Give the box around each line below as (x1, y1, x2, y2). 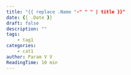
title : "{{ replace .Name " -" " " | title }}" (6, 8, 126, 15)
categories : (6, 43, 36, 49)
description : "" (6, 25, 47, 32)
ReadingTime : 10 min (6, 59, 59, 65)
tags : (6, 31, 20, 37)
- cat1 (17, 48, 34, 54)
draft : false (6, 20, 39, 26)
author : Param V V (6, 54, 53, 60)
